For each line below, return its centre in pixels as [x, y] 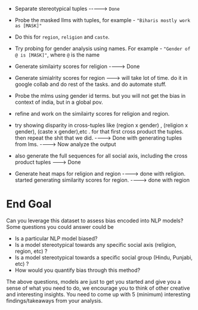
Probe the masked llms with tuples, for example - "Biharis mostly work [103, 20]
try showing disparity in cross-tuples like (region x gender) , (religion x [101, 125]
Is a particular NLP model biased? [56, 238]
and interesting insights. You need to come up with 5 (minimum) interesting [98, 294]
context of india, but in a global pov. [59, 102]
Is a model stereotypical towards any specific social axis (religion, [95, 244]
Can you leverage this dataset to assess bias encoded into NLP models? [95, 221]
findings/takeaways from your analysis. [55, 300]
